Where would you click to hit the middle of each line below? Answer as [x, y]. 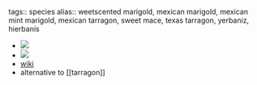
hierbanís [24, 29]
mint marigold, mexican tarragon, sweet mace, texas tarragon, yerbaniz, [129, 20]
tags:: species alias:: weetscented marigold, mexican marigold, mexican [128, 12]
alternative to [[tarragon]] [62, 72]
